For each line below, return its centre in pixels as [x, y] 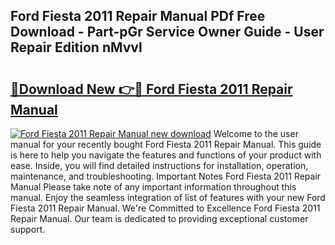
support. [28, 229]
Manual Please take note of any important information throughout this [153, 187]
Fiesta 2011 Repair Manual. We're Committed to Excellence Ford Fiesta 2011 [165, 208]
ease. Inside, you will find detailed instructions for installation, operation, [159, 165]
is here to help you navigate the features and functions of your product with [166, 155]
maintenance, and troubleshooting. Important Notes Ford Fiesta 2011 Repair [166, 176]
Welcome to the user [256, 133]
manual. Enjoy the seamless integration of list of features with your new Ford [168, 197]
